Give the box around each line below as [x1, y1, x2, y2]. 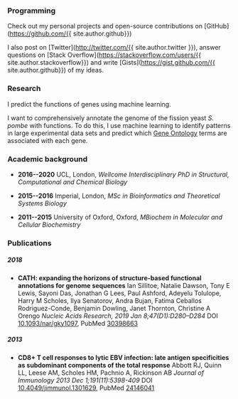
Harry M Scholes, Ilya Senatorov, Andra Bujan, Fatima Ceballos [17, 296, 202, 304]
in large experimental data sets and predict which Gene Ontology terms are [7, 129, 227, 137]
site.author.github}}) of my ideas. [7, 66, 104, 75]
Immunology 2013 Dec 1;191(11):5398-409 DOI [17, 376, 153, 384]
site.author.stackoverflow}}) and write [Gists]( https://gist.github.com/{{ [7, 58, 215, 67]
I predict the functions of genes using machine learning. [7, 100, 172, 108]
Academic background [7, 154, 88, 164]
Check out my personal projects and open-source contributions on [7, 22, 203, 31]
